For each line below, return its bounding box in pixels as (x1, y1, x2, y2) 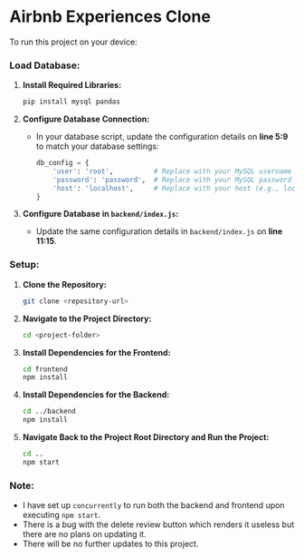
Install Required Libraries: (22, 80, 122, 91)
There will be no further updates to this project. (22, 538, 199, 550)
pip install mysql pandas (22, 97, 120, 106)
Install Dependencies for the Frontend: (22, 347, 171, 357)
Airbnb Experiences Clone (9, 6, 211, 27)
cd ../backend (22, 406, 76, 416)
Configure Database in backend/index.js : (22, 209, 179, 220)
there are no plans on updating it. (22, 529, 147, 540)
